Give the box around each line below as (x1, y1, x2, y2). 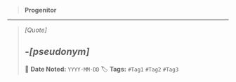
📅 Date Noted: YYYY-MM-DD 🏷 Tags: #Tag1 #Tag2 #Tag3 (24, 65, 179, 73)
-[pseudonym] (24, 46, 90, 58)
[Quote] (24, 26, 47, 34)
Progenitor (24, 6, 57, 14)
